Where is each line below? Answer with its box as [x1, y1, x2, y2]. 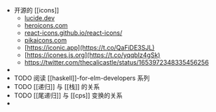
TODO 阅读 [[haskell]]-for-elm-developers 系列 [13, 74, 150, 82]
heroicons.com [24, 22, 68, 29]
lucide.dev [24, 14, 55, 22]
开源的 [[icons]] [13, 6, 60, 14]
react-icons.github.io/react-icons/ [24, 29, 123, 37]
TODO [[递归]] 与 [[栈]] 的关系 [13, 83, 100, 90]
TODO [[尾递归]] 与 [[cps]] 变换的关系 [13, 91, 123, 99]
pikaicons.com [24, 36, 67, 44]
